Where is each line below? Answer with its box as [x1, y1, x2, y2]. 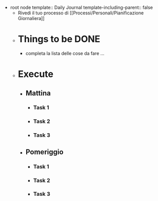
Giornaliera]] [17, 15, 45, 21]
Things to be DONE [17, 33, 101, 45]
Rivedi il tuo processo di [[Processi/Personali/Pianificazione [17, 10, 144, 16]
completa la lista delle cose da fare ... [25, 50, 105, 56]
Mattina [25, 88, 51, 97]
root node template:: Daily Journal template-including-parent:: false [10, 5, 153, 10]
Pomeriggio [25, 148, 64, 156]
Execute [17, 68, 54, 80]
